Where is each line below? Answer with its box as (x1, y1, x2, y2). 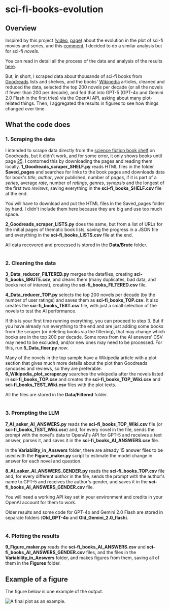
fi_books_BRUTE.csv (5, 276, 51, 283)
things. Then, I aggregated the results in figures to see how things (21, 100, 159, 106)
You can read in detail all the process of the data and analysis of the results (5, 58, 163, 64)
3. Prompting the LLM (5, 410, 59, 417)
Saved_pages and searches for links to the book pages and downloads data (5, 169, 165, 175)
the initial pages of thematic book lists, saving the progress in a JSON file (5, 226, 158, 233)
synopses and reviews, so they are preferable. (5, 365, 103, 372)
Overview (5, 24, 37, 33)
